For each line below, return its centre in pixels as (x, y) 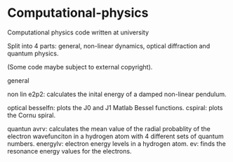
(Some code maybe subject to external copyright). (80, 67)
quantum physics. (33, 53)
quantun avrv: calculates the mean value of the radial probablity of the (109, 128)
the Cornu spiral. (32, 115)
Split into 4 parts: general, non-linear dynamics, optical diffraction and (109, 46)
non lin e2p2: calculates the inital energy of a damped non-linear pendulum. (117, 94)
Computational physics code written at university (78, 32)
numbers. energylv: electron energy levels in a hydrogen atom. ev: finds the (116, 143)
